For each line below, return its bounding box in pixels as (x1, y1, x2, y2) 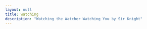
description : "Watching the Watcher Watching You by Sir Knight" (5, 16, 143, 21)
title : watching (5, 12, 39, 17)
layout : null (5, 7, 32, 12)
